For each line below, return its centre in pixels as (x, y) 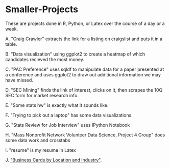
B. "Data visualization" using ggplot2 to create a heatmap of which (75, 54)
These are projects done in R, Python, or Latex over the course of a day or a (85, 23)
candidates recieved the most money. (45, 59)
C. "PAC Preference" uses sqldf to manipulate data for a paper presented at (85, 69)
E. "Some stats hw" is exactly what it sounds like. (57, 105)
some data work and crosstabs (38, 140)
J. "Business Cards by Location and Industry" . (54, 160)
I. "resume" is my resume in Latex (41, 150)
